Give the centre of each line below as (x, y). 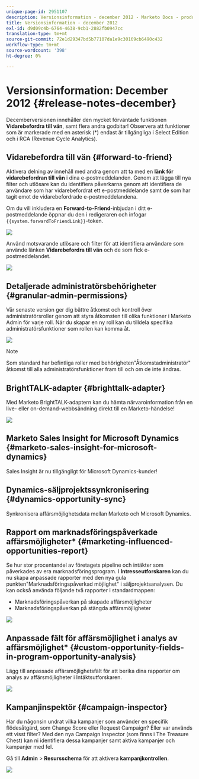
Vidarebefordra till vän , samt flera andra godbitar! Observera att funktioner (98, 126)
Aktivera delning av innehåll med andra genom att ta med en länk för (90, 172)
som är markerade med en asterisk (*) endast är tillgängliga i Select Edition (97, 132)
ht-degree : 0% (24, 56)
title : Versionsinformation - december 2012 (62, 23)
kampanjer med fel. (30, 747)
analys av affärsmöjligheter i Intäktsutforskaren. (64, 677)
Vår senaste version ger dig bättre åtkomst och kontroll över (79, 310)
